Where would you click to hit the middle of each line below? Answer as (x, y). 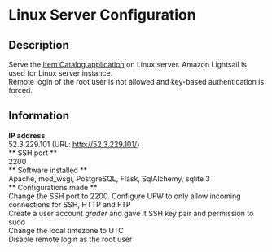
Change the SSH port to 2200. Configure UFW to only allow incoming (125, 196)
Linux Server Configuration (103, 15)
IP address (27, 135)
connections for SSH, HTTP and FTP (70, 204)
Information (39, 116)
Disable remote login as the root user (70, 239)
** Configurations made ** (53, 187)
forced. (20, 90)
